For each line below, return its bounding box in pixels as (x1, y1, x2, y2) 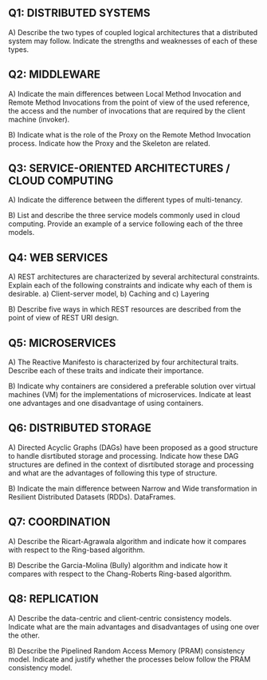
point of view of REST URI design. (8, 313, 120, 323)
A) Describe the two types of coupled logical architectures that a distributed (8, 27, 258, 37)
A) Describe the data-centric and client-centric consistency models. (8, 613, 232, 622)
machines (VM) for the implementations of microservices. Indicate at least (8, 390, 252, 400)
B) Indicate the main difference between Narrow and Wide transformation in (8, 483, 257, 493)
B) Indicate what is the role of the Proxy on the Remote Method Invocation (8, 129, 251, 139)
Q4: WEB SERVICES (8, 251, 108, 264)
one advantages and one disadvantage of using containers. (8, 399, 204, 408)
